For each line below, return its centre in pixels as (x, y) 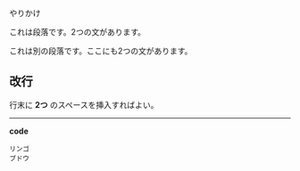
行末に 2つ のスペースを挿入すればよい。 (84, 104)
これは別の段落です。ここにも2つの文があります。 (101, 51)
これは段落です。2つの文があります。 (77, 32)
